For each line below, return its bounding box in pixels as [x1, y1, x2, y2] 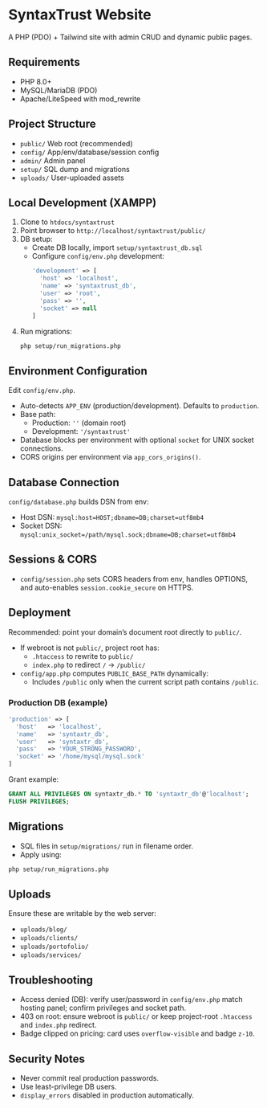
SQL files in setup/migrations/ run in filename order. [19, 841, 194, 851]
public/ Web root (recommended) [19, 138, 134, 148]
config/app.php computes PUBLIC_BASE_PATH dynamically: [19, 668, 208, 678]
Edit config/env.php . [8, 386, 76, 395]
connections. [19, 444, 63, 453]
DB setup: [19, 235, 54, 244]
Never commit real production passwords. [19, 1073, 159, 1082]
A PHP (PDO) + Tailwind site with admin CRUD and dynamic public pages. [8, 32, 253, 42]
